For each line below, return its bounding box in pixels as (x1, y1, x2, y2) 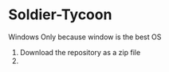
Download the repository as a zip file (19, 47, 141, 57)
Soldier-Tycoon (8, 6, 112, 24)
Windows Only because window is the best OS (8, 32, 162, 42)
